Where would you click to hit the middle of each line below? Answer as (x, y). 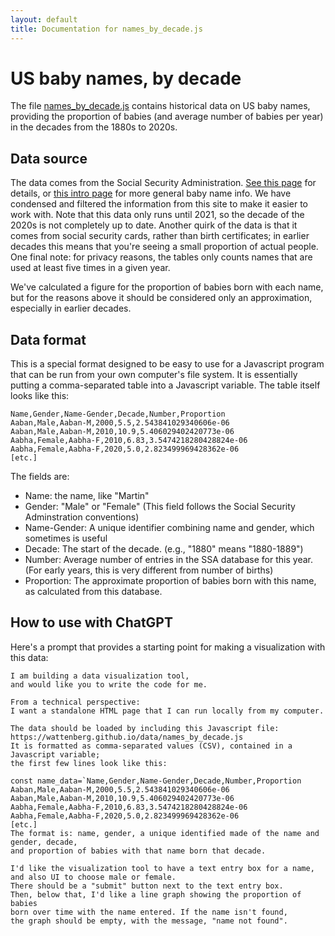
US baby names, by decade (126, 78)
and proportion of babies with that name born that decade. (138, 851)
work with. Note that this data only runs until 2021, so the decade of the (157, 215)
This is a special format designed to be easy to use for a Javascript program (167, 364)
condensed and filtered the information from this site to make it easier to (159, 204)
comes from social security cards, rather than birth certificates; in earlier (160, 236)
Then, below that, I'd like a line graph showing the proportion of (156, 894)
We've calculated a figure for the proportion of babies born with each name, (167, 287)
